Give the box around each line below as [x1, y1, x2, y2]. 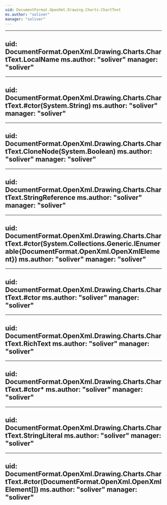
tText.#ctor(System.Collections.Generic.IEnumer [5, 240, 161, 248]
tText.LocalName [5, 55, 60, 64]
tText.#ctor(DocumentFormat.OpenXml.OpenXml [5, 478, 162, 486]
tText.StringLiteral [5, 432, 63, 440]
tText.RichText [5, 339, 51, 348]
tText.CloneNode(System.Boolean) [5, 148, 116, 156]
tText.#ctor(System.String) [5, 101, 91, 110]
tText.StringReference [5, 193, 76, 202]
